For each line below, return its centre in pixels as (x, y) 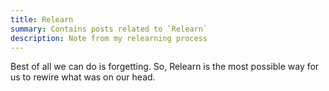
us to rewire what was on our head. (83, 77)
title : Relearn (42, 19)
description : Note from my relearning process (109, 38)
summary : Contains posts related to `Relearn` (109, 29)
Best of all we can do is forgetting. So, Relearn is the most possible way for (165, 67)
